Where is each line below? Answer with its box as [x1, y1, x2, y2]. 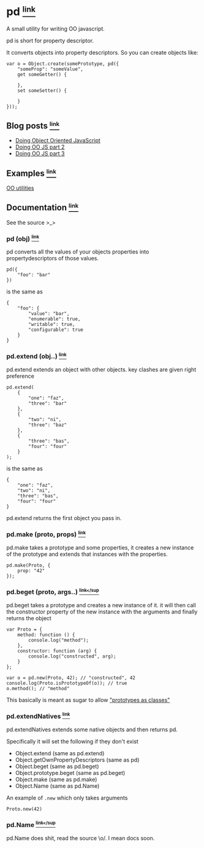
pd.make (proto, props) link [6, 530, 86, 539]
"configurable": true [28, 327, 84, 333]
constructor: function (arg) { [17, 648, 97, 654]
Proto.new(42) [6, 806, 43, 812]
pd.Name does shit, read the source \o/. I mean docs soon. [6, 834, 155, 842]
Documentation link [6, 202, 78, 213]
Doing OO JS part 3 [15, 150, 65, 157]
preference [6, 373, 35, 380]
